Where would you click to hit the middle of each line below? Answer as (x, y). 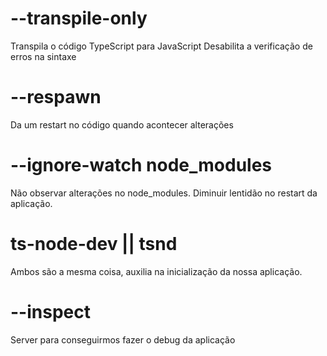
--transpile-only (79, 18)
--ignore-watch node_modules (141, 165)
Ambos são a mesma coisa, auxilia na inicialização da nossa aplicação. (156, 271)
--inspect (50, 311)
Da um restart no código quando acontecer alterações (122, 124)
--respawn (56, 97)
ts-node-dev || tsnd (94, 244)
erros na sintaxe (43, 56)
